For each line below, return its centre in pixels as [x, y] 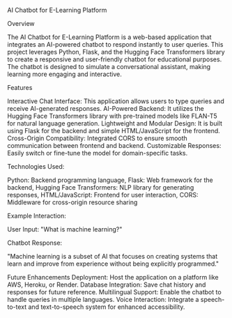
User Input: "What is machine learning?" [65, 229]
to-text [17, 307]
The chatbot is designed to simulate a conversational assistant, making [109, 67]
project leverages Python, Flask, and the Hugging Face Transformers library [116, 52]
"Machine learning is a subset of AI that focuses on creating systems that [113, 256]
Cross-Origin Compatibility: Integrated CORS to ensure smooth [98, 138]
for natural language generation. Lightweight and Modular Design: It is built [115, 123]
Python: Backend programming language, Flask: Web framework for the [110, 180]
